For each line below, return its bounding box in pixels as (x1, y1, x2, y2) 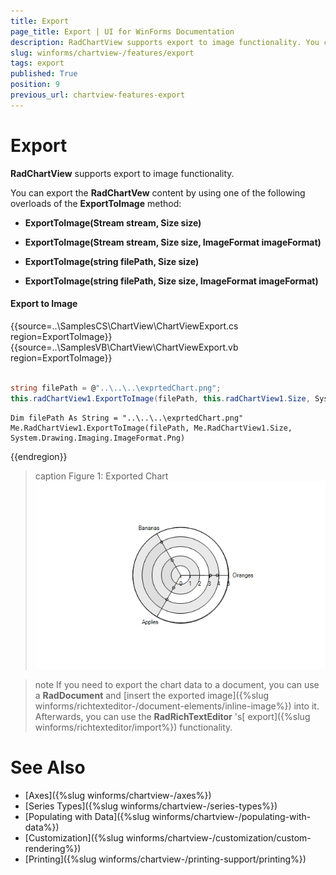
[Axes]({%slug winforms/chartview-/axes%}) (24, 789, 212, 801)
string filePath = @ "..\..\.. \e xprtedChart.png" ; (10, 383, 222, 393)
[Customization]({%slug (24, 831, 125, 844)
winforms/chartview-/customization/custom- (126, 831, 312, 844)
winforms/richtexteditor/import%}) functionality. (34, 721, 233, 733)
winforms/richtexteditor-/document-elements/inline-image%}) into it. (34, 700, 320, 712)
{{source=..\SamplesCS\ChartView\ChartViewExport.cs (10, 320, 239, 332)
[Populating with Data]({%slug (24, 810, 150, 822)
